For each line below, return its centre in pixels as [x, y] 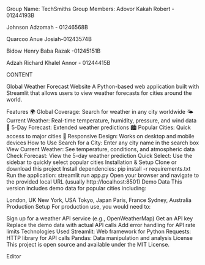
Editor [14, 256]
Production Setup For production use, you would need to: [79, 207]
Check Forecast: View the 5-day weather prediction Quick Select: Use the [99, 156]
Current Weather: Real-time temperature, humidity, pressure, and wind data [102, 121]
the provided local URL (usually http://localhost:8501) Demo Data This [94, 182]
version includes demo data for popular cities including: [76, 188]
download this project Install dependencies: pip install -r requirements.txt [99, 169]
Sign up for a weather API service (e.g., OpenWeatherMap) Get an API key [100, 218]
